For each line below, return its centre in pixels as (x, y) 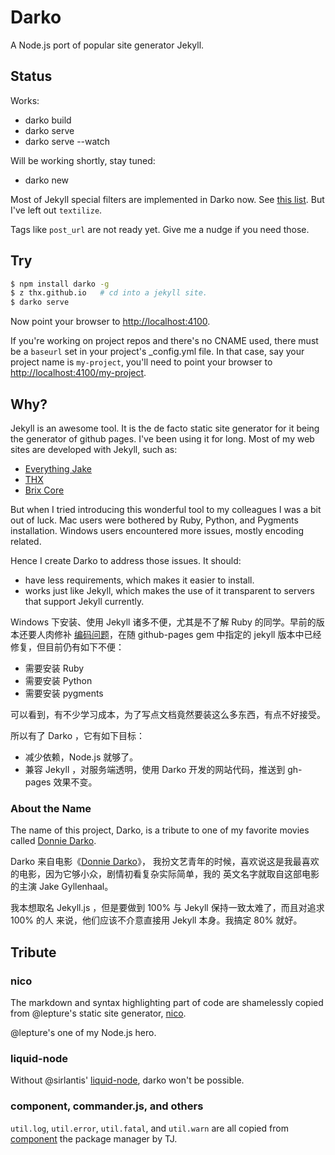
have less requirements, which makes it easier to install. (139, 580)
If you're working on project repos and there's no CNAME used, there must (164, 341)
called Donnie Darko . (53, 841)
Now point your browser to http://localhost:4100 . (110, 322)
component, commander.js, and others (107, 1106)
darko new (47, 180)
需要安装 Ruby (54, 668)
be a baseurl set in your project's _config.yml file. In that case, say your (157, 352)
